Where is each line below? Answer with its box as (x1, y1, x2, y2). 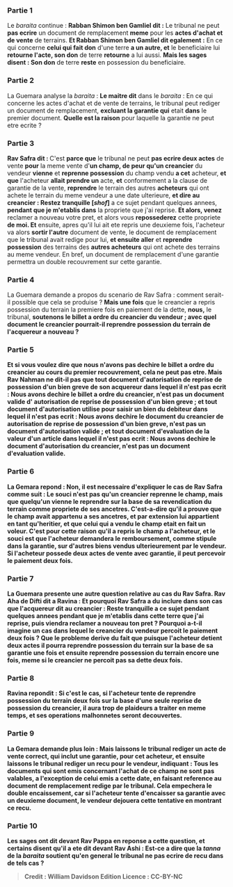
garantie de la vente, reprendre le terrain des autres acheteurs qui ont (7, 184, 209, 192)
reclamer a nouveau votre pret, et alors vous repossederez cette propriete (7, 213, 221, 221)
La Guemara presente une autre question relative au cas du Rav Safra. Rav (7, 589, 226, 598)
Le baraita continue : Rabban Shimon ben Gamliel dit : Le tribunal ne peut (7, 22, 220, 30)
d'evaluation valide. (7, 449, 66, 457)
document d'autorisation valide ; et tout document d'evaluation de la (7, 427, 210, 436)
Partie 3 (7, 138, 35, 148)
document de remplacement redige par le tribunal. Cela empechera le (7, 781, 212, 790)
